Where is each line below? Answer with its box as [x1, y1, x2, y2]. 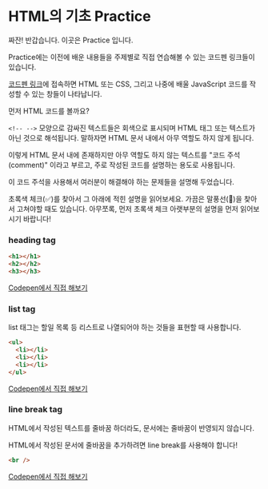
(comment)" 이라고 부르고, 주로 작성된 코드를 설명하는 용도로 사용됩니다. [8, 160, 236, 169]
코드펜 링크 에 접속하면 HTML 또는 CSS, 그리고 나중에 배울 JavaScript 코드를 [8, 79, 248, 89]
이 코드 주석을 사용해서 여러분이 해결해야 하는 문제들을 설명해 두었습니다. [8, 177, 234, 186]
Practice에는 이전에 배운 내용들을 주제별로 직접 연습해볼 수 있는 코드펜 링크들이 [8, 52, 255, 62]
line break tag [8, 404, 62, 415]
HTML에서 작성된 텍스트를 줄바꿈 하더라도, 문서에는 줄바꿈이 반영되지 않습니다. [8, 423, 254, 432]
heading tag [8, 234, 56, 245]
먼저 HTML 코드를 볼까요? [8, 105, 90, 116]
